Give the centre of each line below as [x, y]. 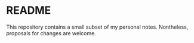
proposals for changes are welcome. [51, 33]
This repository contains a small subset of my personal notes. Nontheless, [97, 27]
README [29, 10]
